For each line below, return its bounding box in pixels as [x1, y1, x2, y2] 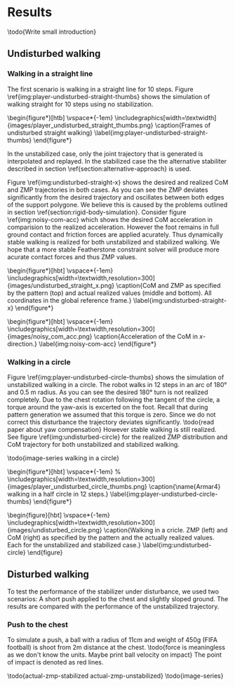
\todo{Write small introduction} [7, 27, 97, 36]
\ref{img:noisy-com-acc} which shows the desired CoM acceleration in [7, 215, 213, 223]
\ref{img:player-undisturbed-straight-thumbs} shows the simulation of [7, 92, 210, 100]
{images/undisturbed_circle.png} [7, 525, 103, 534]
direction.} [7, 339, 37, 348]
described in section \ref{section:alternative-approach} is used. [7, 164, 192, 173]
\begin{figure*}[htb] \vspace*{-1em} [7, 113, 114, 122]
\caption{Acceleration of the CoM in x [93, 332, 203, 341]
